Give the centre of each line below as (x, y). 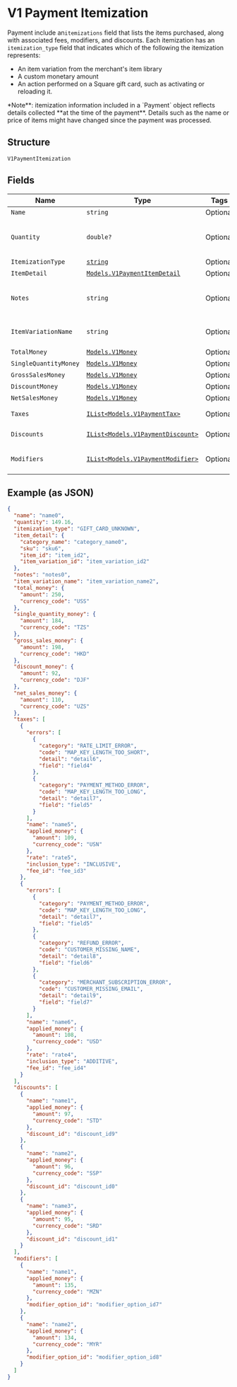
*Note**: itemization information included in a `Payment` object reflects (111, 105)
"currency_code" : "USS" (55, 601)
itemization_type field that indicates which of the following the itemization (116, 47)
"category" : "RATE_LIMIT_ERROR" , (88, 745)
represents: (24, 55)
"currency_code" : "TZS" (55, 627)
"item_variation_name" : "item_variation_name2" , (86, 581)
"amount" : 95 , (53, 1219)
